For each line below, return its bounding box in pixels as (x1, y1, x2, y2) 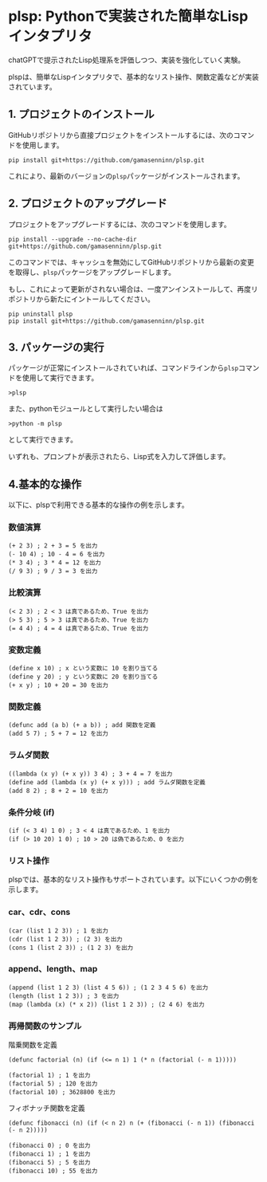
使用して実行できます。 (22, 373, 99, 383)
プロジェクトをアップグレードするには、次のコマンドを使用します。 (8, 219, 231, 229)
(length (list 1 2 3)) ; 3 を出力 (8, 992, 120, 1000)
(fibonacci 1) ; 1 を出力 (8, 1150, 91, 1158)
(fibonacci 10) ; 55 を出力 (8, 1167, 98, 1176)
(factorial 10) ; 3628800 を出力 (8, 1089, 116, 1097)
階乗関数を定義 (8, 1040, 57, 1050)
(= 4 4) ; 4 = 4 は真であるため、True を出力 (8, 624, 149, 632)
